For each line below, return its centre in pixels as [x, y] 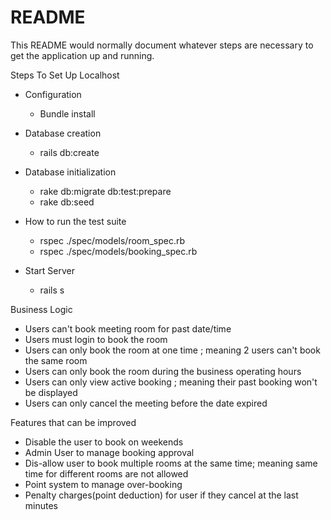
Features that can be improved [73, 422]
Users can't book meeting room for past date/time [128, 328]
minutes [41, 505]
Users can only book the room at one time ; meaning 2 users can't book [172, 350]
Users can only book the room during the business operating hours [163, 371]
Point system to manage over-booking [103, 484]
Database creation [63, 133]
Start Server [49, 270]
